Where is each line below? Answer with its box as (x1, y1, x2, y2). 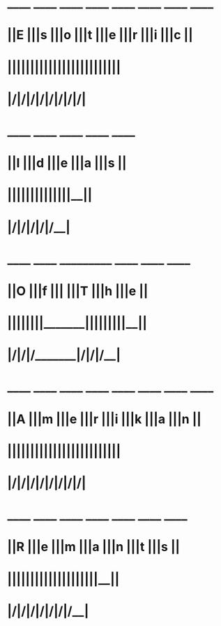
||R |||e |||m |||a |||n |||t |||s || (7, 539, 180, 555)
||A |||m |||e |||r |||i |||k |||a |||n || (7, 411, 202, 427)
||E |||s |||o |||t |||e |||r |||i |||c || (7, 27, 193, 43)
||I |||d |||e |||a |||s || (7, 155, 127, 171)
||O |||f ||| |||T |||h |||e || (7, 283, 148, 299)
